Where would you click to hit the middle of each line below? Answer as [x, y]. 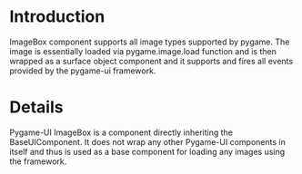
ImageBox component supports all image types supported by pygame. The [150, 42]
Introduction [57, 17]
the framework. [38, 161]
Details [36, 107]
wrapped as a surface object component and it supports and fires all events [151, 61]
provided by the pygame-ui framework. [83, 71]
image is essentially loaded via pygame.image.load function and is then [143, 51]
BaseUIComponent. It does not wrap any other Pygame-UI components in [148, 141]
